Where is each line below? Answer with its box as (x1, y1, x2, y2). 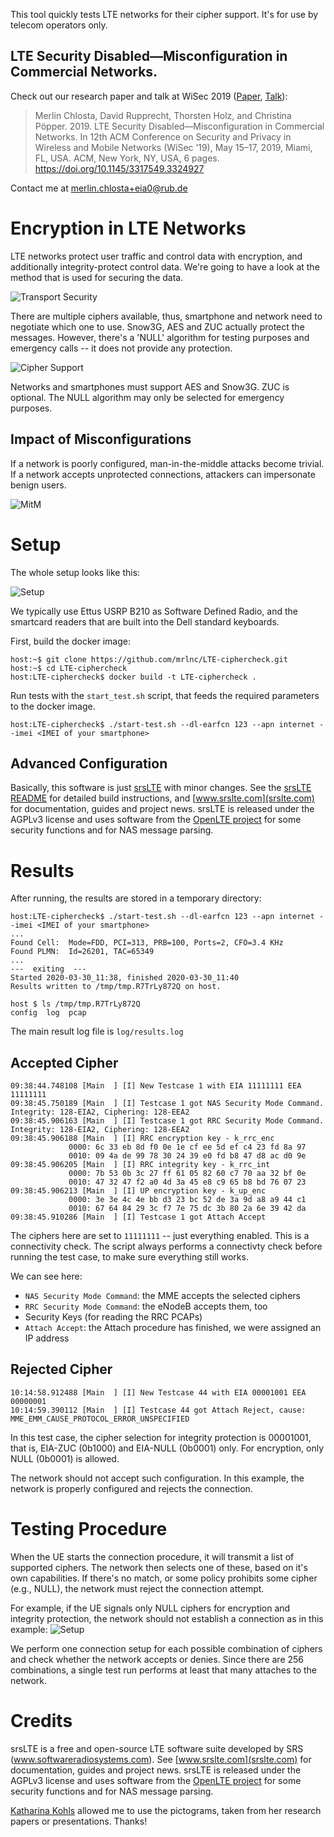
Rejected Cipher (10, 1361, 113, 1378)
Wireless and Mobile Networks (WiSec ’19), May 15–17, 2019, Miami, (34, 141, 313, 153)
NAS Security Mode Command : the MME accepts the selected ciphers (24, 1290, 301, 1302)
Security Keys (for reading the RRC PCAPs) (24, 1311, 203, 1323)
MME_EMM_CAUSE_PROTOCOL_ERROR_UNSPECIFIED (10, 1414, 190, 1424)
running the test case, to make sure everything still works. (10, 1251, 249, 1263)
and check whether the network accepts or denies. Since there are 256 (10, 1653, 305, 1665)
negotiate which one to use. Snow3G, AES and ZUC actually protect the (10, 320, 305, 333)
